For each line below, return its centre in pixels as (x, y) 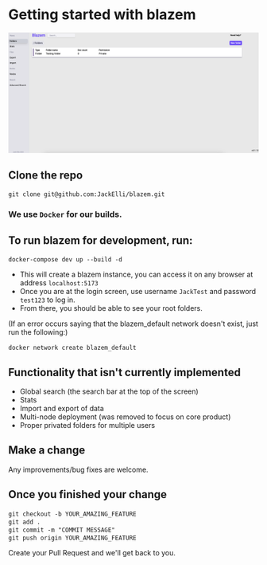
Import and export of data (62, 408)
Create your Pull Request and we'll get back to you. (92, 552)
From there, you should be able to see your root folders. (111, 308)
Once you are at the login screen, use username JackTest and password (138, 292)
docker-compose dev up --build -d (66, 260)
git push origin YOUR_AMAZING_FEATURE (72, 538)
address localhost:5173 (59, 283)
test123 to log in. (47, 300)
